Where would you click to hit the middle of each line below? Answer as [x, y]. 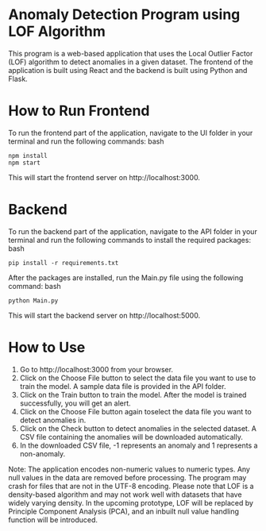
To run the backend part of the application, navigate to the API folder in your [133, 231]
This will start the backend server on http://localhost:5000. [104, 315]
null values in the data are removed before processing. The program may [127, 477]
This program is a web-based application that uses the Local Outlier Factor [131, 53]
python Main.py [33, 300]
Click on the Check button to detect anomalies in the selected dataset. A [138, 428]
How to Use [47, 348]
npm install [28, 156]
